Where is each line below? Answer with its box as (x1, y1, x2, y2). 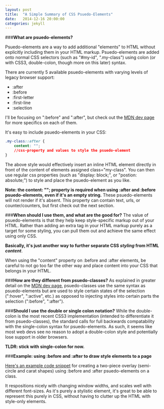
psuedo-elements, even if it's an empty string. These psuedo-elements (5, 192, 153, 198)
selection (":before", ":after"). (5, 298, 65, 304)
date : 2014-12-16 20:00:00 (5, 16, 65, 21)
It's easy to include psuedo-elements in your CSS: (5, 129, 107, 136)
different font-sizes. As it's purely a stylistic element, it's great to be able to (5, 388, 157, 394)
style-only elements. (5, 398, 47, 404)
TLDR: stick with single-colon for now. (5, 343, 85, 349)
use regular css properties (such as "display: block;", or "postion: (5, 172, 137, 178)
